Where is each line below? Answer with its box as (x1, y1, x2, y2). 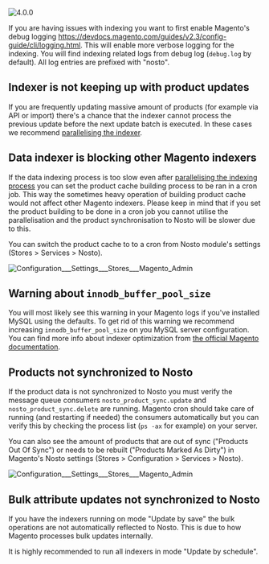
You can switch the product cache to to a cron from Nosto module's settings (8, 239, 261, 249)
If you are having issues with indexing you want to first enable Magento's (8, 23, 251, 32)
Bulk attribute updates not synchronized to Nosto (8, 492, 261, 506)
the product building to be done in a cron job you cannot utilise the (8, 206, 229, 216)
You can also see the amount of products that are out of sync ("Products (8, 437, 249, 447)
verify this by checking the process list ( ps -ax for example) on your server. (8, 421, 259, 430)
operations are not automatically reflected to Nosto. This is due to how (8, 523, 242, 533)
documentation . (8, 342, 61, 352)
